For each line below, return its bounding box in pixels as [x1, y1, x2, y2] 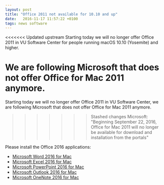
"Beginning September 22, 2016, [91, 119, 157, 125]
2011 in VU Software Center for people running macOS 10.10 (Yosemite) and [5, 40, 159, 46]
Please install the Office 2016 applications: [5, 144, 91, 150]
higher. [5, 45, 20, 51]
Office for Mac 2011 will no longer [91, 124, 159, 130]
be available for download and [91, 130, 153, 135]
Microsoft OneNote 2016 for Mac [12, 175, 79, 181]
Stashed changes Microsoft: [91, 114, 148, 120]
